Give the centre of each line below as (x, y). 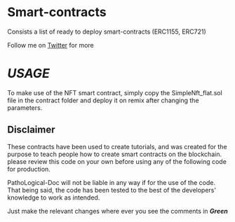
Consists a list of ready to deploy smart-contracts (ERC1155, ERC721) (107, 32)
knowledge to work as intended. (54, 197)
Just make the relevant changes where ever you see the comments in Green (117, 211)
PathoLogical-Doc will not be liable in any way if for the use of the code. (112, 182)
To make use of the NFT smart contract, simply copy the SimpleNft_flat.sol (115, 92)
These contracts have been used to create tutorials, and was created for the (117, 146)
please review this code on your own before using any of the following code (117, 161)
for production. (29, 169)
